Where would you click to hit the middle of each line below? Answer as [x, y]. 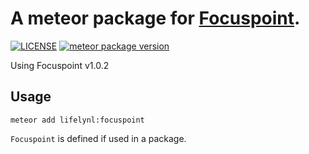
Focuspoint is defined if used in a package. [98, 138]
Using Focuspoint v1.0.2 [60, 65]
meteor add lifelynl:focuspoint [77, 120]
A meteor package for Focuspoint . [155, 18]
